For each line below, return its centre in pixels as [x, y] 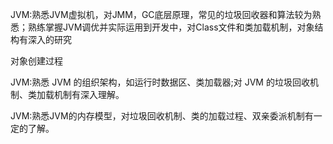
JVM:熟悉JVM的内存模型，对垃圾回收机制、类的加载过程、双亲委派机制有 [162, 116]
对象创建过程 [36, 61]
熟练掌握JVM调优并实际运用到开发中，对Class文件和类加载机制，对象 [171, 27]
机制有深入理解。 [89, 94]
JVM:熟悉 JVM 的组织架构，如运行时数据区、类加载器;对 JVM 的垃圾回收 [160, 82]
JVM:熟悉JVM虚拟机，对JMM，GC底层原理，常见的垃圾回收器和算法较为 [161, 14]
